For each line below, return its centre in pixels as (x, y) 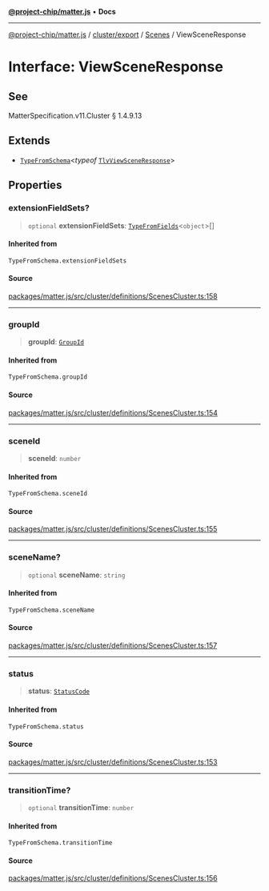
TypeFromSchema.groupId (48, 377)
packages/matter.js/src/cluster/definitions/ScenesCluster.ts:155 (113, 529)
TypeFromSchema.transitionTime (60, 843)
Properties (35, 185)
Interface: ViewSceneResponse (116, 67)
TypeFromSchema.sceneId (48, 494)
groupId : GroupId (56, 342)
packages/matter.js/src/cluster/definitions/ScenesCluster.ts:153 (113, 762)
